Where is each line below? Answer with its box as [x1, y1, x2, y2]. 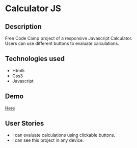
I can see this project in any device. [12, 137, 84, 143]
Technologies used [5, 55, 65, 63]
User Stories [5, 119, 44, 127]
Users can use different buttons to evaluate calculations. [5, 41, 119, 46]
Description [5, 22, 42, 31]
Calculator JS [5, 3, 61, 14]
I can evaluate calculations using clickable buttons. [12, 132, 115, 138]
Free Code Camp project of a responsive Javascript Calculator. [5, 35, 133, 41]
